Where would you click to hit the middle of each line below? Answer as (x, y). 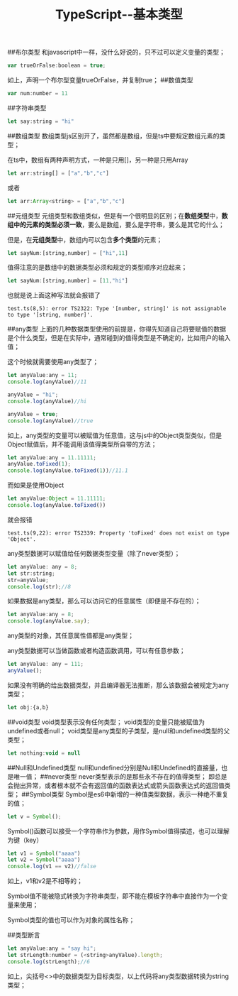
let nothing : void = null (44, 753)
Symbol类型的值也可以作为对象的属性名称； (71, 920)
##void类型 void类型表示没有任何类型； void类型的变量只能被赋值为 (106, 722)
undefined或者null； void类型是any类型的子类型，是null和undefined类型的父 (119, 730)
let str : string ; (31, 573)
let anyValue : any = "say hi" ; (52, 948)
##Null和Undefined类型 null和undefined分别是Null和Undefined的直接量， (114, 767)
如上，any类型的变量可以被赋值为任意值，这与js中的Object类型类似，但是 (114, 435)
